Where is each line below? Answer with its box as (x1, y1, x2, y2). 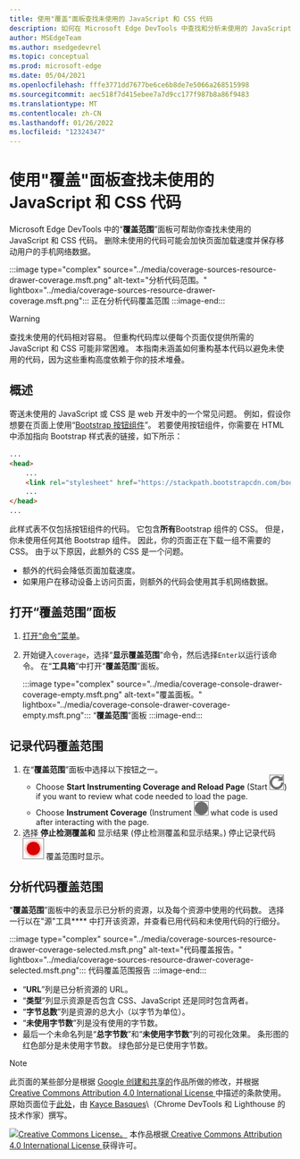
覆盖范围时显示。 (46, 850, 109, 861)
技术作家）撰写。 (9, 1110, 72, 1121)
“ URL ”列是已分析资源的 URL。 (21, 984, 133, 995)
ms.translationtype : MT (9, 99, 98, 108)
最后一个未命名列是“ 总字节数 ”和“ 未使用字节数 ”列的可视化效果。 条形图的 (21, 1029, 289, 1040)
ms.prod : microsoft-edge (9, 62, 102, 71)
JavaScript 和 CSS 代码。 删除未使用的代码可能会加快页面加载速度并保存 (9, 235, 277, 246)
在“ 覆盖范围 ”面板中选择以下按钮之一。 (21, 763, 163, 774)
